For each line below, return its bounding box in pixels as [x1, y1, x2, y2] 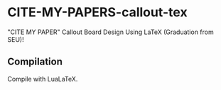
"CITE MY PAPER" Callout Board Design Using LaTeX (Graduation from [7, 28, 215, 36]
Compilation [7, 56, 63, 68]
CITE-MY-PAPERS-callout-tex [7, 4, 188, 21]
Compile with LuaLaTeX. [7, 74, 78, 83]
